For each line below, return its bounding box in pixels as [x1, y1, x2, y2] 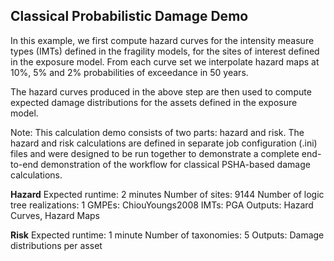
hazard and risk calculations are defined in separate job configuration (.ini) [10, 137, 318, 149]
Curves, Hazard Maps [10, 209, 100, 221]
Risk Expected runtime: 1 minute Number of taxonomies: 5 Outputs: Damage [10, 229, 325, 241]
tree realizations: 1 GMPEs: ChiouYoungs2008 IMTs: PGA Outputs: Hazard [10, 199, 314, 211]
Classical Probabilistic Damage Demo [10, 8, 249, 25]
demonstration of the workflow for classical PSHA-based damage [40, 158, 311, 170]
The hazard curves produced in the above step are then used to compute [10, 85, 312, 98]
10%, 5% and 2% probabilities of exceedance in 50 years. [10, 66, 249, 78]
